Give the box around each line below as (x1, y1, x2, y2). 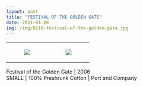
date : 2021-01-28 (6, 19, 49, 25)
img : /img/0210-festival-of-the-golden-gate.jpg (6, 25, 129, 31)
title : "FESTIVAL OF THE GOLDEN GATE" (6, 14, 102, 20)
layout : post (6, 8, 39, 15)
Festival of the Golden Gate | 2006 (6, 68, 91, 75)
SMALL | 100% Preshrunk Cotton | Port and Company (6, 75, 138, 82)
